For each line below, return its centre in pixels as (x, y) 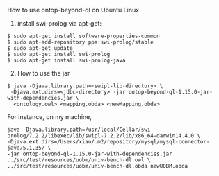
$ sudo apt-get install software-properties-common (83, 36)
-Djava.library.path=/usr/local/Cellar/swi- (88, 130)
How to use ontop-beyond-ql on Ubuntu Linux (73, 10)
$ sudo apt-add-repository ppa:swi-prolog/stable (81, 42)
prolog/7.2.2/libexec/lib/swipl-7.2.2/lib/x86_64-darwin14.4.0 (101, 136)
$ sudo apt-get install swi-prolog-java (67, 60)
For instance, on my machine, (50, 117)
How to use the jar (43, 73)
